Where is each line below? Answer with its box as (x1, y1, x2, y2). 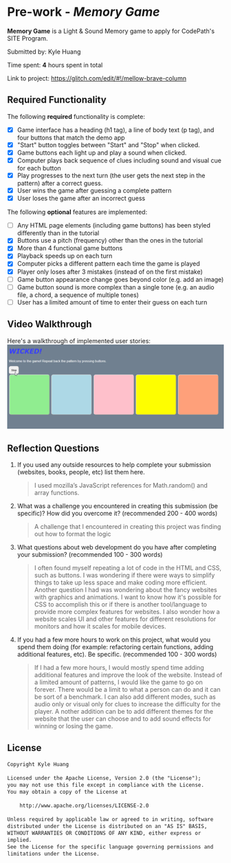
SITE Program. (7, 34, 48, 42)
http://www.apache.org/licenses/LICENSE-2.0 (19, 802, 149, 809)
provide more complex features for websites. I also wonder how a (34, 608, 220, 616)
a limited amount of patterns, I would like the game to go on (34, 678, 203, 686)
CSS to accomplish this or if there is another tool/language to (34, 600, 208, 609)
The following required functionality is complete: (7, 112, 146, 120)
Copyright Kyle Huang (7, 761, 69, 768)
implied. (7, 837, 32, 844)
